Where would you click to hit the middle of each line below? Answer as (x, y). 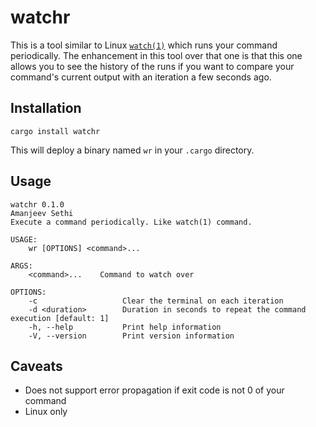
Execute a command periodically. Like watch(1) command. (131, 222)
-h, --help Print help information (125, 327)
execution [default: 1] (60, 318)
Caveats (36, 366)
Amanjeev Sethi (42, 213)
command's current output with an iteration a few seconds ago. (141, 77)
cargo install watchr (55, 131)
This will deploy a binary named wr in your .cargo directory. (132, 150)
